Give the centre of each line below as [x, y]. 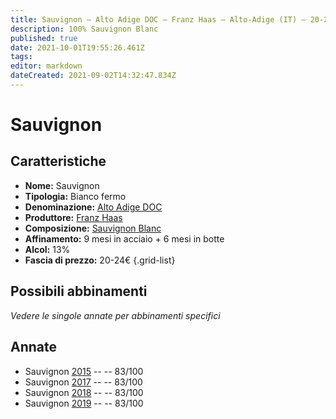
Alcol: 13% [47, 249]
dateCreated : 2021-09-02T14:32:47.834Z [93, 76]
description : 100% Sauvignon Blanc [84, 29]
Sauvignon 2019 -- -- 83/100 [84, 403]
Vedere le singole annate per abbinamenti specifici [115, 315]
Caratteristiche [58, 161]
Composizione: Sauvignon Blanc [93, 228]
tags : [21, 57]
